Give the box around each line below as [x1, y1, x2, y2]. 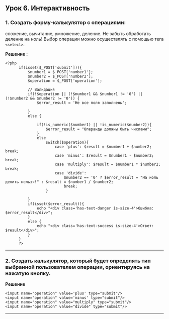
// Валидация [27, 87, 55, 92]
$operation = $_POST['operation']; [27, 78, 102, 83]
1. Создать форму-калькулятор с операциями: [5, 19, 126, 26]
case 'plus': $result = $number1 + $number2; [54, 144, 152, 149]
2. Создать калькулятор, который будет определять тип [5, 257, 151, 264]
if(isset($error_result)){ [27, 201, 84, 206]
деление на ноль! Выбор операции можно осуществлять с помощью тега [5, 36, 164, 42]
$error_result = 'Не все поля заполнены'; [37, 100, 127, 105]
